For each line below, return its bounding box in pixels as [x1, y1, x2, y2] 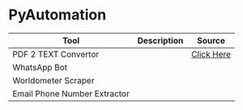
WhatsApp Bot [12, 61, 67, 73]
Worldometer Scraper [12, 74, 95, 86]
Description [137, 35, 184, 46]
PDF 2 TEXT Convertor [12, 49, 100, 60]
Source [197, 35, 225, 46]
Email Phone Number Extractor [12, 87, 130, 99]
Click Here [191, 49, 232, 60]
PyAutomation [8, 6, 107, 24]
